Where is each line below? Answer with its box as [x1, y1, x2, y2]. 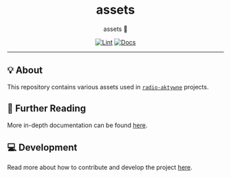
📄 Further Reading [7, 102, 86, 115]
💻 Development [7, 142, 78, 153]
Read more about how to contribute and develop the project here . [7, 164, 192, 172]
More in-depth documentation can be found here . [7, 121, 148, 129]
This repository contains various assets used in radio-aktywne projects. [7, 82, 209, 91]
